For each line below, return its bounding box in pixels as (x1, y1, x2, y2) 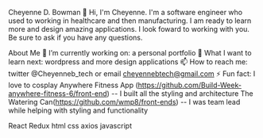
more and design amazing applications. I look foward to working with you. (8, 25, 250, 33)
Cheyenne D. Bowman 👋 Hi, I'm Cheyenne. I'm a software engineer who (8, 8, 243, 17)
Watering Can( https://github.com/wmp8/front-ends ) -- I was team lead (8, 98, 241, 106)
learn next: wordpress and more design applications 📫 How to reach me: (8, 57, 248, 67)
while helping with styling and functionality (8, 105, 149, 115)
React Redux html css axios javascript (8, 121, 133, 130)
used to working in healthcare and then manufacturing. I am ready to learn (8, 16, 252, 25)
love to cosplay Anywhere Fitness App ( (8, 80, 139, 90)
